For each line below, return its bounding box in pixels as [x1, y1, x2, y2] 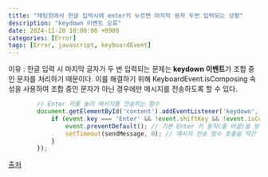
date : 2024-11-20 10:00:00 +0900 [8, 26, 120, 34]
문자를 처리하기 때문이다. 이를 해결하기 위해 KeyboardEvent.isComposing [16, 74, 248, 84]
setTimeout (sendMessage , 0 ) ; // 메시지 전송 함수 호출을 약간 [65, 129, 257, 138]
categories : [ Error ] [8, 33, 77, 42]
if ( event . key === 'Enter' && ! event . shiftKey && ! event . [50, 115, 248, 123]
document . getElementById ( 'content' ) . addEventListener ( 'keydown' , [37, 108, 259, 116]
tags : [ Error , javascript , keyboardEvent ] [8, 41, 152, 49]
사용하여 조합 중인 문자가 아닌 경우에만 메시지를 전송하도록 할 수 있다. [22, 85, 238, 94]
